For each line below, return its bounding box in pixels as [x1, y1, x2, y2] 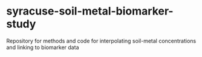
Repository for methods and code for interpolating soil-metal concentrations [6, 37, 197, 44]
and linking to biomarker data [6, 44, 79, 51]
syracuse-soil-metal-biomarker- [6, 4, 174, 18]
